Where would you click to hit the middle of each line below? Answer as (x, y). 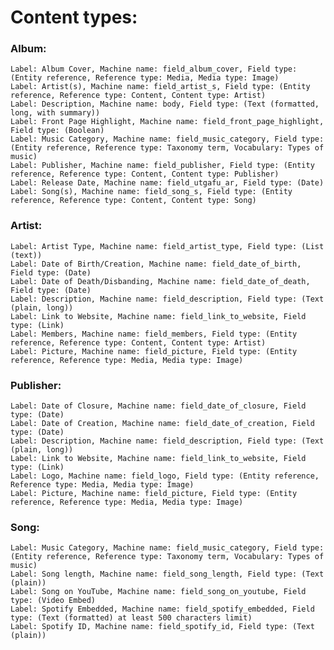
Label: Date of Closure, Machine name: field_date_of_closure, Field (158, 406)
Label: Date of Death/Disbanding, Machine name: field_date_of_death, (160, 281)
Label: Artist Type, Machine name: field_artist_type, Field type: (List (167, 246)
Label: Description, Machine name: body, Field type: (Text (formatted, (165, 104)
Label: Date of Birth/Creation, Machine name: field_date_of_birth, (156, 264)
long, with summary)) (55, 113)
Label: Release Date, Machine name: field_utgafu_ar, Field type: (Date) (167, 183)
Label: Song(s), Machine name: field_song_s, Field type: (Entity (151, 192)
